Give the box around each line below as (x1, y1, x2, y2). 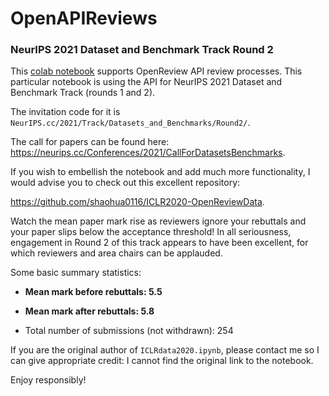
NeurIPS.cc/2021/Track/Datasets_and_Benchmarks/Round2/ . (10, 117, 251, 129)
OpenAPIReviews (10, 7, 158, 30)
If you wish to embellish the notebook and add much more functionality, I (10, 166, 311, 178)
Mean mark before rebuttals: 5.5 (24, 286, 163, 298)
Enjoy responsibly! (10, 374, 87, 386)
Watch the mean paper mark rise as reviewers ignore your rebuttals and (10, 215, 307, 227)
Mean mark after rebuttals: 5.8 (24, 305, 155, 317)
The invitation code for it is (10, 106, 121, 118)
